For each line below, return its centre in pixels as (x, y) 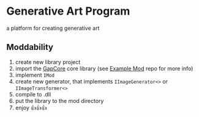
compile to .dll (33, 94)
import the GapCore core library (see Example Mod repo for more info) (104, 68)
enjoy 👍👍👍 (31, 107)
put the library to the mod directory (59, 101)
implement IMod (35, 75)
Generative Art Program (68, 11)
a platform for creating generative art (53, 28)
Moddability (30, 47)
